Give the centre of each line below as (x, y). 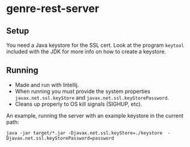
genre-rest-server (53, 9)
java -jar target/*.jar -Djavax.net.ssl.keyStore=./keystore (84, 133)
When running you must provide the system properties (82, 91)
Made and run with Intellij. (47, 85)
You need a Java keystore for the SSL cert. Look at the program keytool (95, 45)
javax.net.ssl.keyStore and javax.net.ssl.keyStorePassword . (92, 97)
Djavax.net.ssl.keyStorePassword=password (60, 138)
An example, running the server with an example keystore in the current (95, 115)
